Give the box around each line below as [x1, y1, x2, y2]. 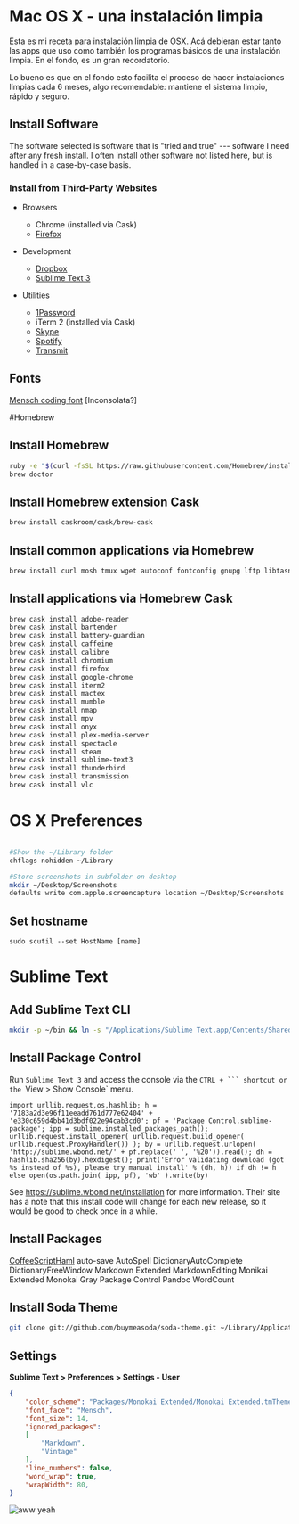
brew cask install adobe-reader [9, 614, 129, 623]
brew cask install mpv [9, 714, 93, 723]
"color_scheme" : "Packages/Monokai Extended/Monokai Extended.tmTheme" [25, 1397, 296, 1406]
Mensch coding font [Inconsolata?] [9, 394, 138, 405]
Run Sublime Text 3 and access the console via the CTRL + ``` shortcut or [9, 1074, 287, 1084]
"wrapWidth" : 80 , [25, 1480, 90, 1489]
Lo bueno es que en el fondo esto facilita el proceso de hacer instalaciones [9, 71, 285, 82]
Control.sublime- [207, 1116, 273, 1125]
